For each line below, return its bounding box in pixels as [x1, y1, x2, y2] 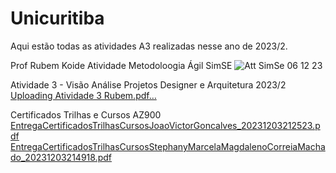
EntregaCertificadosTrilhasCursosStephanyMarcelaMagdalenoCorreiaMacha [10, 140, 326, 152]
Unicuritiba [10, 7, 105, 30]
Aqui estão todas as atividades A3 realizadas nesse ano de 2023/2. [10, 40, 288, 52]
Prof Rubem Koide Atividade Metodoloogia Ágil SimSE [10, 59, 233, 71]
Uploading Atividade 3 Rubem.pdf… [10, 89, 157, 101]
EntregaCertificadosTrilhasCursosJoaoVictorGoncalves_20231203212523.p [10, 119, 321, 131]
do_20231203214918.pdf [10, 151, 112, 163]
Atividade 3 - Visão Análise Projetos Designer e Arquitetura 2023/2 [10, 78, 287, 91]
